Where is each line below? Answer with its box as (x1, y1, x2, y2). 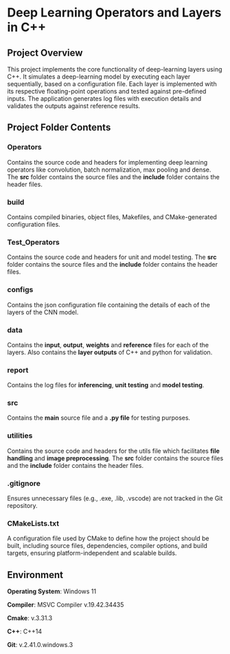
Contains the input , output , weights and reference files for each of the (7, 340, 209, 349)
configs (7, 285, 34, 294)
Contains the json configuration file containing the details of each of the (7, 300, 211, 309)
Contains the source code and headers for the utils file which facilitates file (7, 447, 220, 455)
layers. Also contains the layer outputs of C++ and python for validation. (7, 348, 213, 356)
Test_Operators (7, 237, 60, 247)
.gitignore (7, 478, 41, 488)
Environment (7, 569, 64, 580)
